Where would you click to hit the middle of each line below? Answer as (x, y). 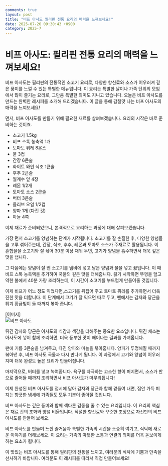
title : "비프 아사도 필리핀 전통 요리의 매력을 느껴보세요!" (59, 19)
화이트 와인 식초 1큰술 (34, 167)
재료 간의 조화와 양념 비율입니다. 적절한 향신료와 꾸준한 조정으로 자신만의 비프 (86, 412)
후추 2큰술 (23, 173)
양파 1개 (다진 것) (29, 211)
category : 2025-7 (23, 29)
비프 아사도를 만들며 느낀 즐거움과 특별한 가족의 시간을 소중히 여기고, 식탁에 (79, 429)
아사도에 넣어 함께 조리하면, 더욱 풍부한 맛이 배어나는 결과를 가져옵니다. (75, 338)
